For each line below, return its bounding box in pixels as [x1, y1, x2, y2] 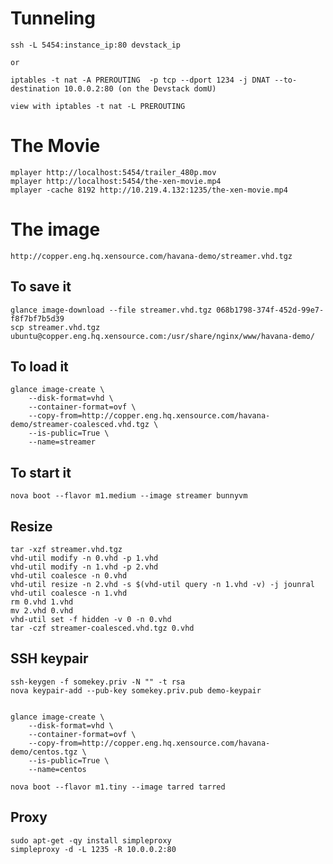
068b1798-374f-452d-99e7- [216, 305, 325, 315]
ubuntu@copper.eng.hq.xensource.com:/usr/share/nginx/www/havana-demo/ [10, 331, 315, 341]
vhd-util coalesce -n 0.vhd [10, 571, 128, 581]
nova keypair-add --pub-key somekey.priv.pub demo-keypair [10, 685, 262, 696]
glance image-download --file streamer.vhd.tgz [10, 305, 213, 315]
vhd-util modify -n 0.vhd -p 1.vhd [10, 553, 159, 564]
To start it [10, 464, 72, 481]
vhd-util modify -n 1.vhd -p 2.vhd [10, 562, 159, 572]
